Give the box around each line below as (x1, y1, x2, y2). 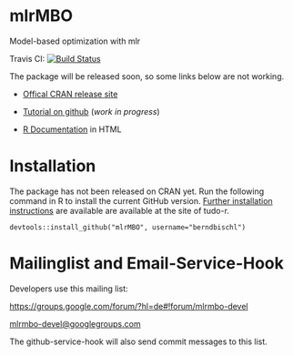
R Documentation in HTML (22, 124, 122, 135)
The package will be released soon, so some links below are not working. (9, 70, 285, 82)
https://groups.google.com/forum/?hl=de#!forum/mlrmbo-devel (9, 300, 248, 311)
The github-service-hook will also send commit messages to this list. (9, 336, 268, 347)
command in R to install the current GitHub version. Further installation (9, 195, 273, 206)
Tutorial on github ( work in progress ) (22, 106, 161, 117)
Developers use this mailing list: (9, 283, 129, 294)
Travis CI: (9, 53, 45, 64)
